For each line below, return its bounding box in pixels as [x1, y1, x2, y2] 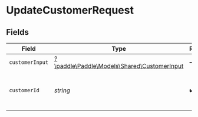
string [54, 86, 71, 95]
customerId [9, 87, 39, 93]
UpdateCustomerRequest [6, 4, 134, 17]
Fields [6, 27, 29, 37]
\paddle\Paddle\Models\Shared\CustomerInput [54, 62, 184, 70]
